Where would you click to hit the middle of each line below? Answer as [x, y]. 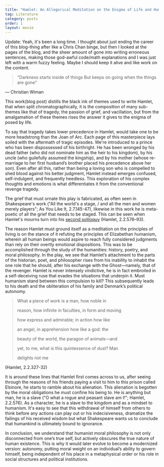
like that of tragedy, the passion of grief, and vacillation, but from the [90, 112]
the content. [17, 68]
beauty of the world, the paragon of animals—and [67, 339]
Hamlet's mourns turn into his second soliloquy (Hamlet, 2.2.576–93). [75, 220]
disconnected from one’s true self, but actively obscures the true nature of [80, 439]
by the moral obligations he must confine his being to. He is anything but [78, 393]
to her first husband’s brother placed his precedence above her [88, 163]
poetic [11, 214]
